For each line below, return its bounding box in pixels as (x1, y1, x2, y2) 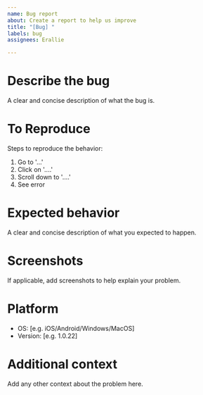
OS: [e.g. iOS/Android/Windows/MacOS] (17, 324, 135, 332)
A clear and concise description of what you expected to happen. (7, 228, 197, 237)
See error (17, 180, 46, 189)
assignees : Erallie (7, 37, 65, 44)
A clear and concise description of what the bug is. (7, 96, 155, 105)
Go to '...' (17, 158, 44, 166)
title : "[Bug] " (7, 23, 55, 30)
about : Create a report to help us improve (7, 17, 137, 24)
